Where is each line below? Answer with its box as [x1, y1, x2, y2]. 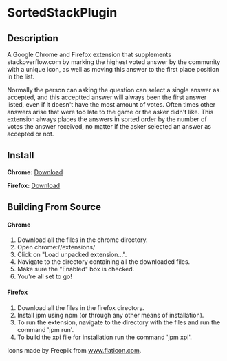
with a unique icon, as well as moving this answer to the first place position [7, 65, 219, 73]
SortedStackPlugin [7, 5, 118, 21]
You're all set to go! [17, 272, 72, 280]
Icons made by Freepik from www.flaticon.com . [7, 346, 142, 354]
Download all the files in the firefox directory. [17, 303, 144, 311]
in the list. [7, 72, 35, 81]
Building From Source [7, 201, 102, 213]
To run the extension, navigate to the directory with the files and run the [17, 318, 221, 327]
